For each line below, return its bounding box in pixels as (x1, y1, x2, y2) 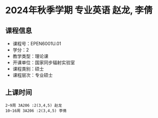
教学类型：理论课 (12, 53, 49, 59)
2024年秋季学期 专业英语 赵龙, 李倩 (5, 5, 153, 16)
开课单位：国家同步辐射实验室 (12, 60, 75, 66)
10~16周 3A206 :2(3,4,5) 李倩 (5, 108, 67, 113)
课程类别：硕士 (12, 66, 44, 72)
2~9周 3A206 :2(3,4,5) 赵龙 (5, 103, 62, 108)
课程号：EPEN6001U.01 (12, 41, 62, 46)
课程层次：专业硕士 (12, 72, 53, 78)
